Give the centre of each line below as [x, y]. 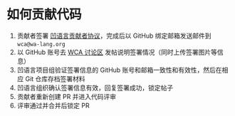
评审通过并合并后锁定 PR [53, 105]
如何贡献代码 [45, 15]
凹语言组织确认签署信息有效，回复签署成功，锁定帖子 [95, 88]
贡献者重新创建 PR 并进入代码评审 [67, 96]
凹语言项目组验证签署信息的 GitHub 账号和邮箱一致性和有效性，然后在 [119, 70]
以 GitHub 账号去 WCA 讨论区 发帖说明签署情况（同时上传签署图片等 [117, 52]
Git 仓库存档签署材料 [56, 78]
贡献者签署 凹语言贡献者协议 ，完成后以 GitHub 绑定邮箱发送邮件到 [114, 36]
